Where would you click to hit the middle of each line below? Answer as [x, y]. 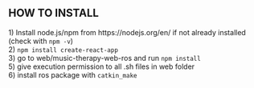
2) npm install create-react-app [63, 49]
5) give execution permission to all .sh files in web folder [102, 66]
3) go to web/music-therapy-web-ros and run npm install [104, 58]
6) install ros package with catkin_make [73, 74]
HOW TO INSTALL [53, 13]
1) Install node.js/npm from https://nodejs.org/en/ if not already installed [127, 32]
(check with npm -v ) [41, 41]
